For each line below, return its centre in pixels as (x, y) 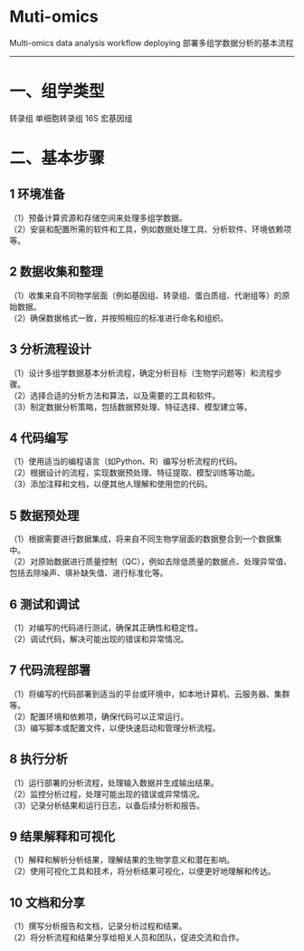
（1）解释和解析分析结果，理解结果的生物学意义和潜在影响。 (122, 860)
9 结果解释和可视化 (62, 836)
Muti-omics (54, 17)
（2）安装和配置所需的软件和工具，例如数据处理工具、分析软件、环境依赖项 (151, 229)
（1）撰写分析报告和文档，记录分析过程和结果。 (98, 927)
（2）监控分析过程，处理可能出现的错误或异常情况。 (107, 793)
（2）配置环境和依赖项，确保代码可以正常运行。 (99, 716)
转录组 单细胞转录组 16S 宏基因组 (71, 118)
